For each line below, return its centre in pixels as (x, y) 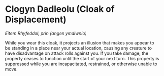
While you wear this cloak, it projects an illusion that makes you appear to (80, 42)
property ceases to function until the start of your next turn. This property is (82, 58)
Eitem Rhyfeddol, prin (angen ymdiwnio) (46, 33)
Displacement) (36, 19)
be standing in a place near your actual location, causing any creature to (78, 48)
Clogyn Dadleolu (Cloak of (60, 9)
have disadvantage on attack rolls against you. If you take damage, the (77, 53)
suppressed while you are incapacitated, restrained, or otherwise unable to (81, 64)
